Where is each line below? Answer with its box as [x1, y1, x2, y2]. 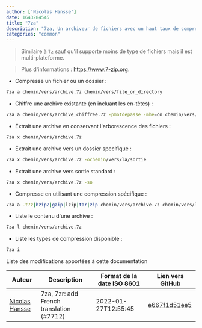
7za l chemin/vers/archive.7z [6, 224, 82, 231]
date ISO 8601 [97, 279, 140, 288]
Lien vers [156, 272, 185, 280]
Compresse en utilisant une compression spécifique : [14, 190, 147, 197]
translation [40, 305, 71, 313]
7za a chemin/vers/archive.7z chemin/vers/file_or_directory [6, 89, 163, 95]
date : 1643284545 [6, 14, 50, 20]
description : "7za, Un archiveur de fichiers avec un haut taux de [6, 25, 179, 32]
